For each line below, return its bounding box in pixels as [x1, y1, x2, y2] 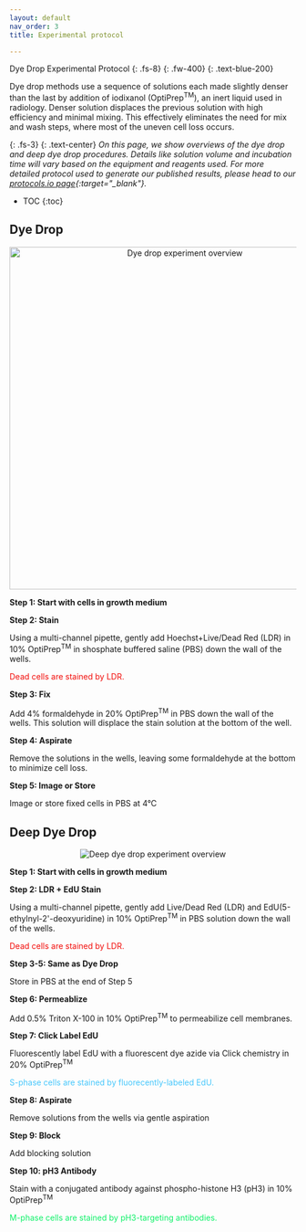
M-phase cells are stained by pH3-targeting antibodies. [9, 1212, 218, 1223]
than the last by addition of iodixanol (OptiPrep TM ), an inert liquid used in [9, 90, 282, 103]
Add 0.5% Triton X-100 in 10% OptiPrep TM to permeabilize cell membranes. [9, 1011, 293, 1024]
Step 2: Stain [9, 614, 59, 626]
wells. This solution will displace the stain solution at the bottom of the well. [9, 718, 292, 729]
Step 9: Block [9, 1130, 61, 1141]
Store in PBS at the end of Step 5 [9, 975, 133, 986]
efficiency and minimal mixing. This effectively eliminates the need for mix [9, 111, 287, 123]
